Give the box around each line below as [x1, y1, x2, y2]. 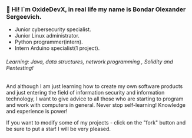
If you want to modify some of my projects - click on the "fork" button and [6, 119, 186, 126]
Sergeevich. [6, 12, 42, 21]
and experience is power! [6, 107, 68, 115]
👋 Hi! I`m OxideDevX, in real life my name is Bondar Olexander [6, 5, 186, 14]
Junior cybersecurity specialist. [14, 26, 91, 33]
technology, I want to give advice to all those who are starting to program [6, 95, 184, 102]
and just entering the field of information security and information [6, 89, 165, 96]
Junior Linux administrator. [14, 32, 80, 39]
